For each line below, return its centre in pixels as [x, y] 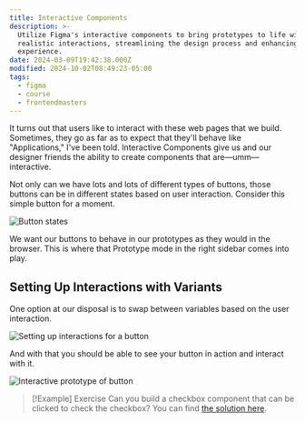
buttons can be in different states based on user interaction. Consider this [148, 194]
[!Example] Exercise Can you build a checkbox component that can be [163, 399]
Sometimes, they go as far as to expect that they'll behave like [126, 138]
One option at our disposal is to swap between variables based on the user [149, 309]
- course [34, 94]
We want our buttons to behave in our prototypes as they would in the [140, 239]
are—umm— [236, 157]
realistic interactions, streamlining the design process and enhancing [158, 43]
